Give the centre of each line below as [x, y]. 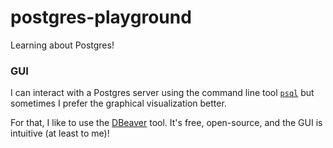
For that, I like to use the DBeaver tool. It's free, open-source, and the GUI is [166, 123]
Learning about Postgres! [62, 45]
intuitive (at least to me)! [60, 133]
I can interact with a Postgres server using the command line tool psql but [162, 93]
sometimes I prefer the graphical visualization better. [118, 103]
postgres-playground [101, 17]
